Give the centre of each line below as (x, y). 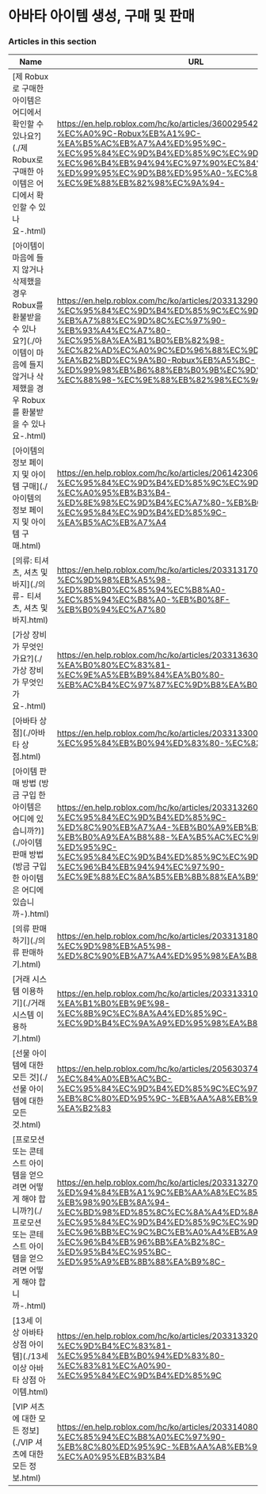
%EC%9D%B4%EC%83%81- (114, 1346)
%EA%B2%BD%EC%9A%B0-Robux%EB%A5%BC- (156, 360)
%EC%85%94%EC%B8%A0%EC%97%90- (141, 1437)
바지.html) (30, 620)
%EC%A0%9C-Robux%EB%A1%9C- (129, 134)
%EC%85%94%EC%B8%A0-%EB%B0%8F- (143, 600)
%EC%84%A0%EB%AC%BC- (114, 1079)
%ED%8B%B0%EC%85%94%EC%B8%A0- (141, 590)
